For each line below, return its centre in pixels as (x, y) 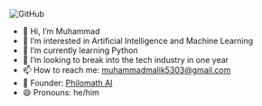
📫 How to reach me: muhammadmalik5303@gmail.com (126, 70)
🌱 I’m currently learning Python (80, 50)
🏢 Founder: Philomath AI (67, 83)
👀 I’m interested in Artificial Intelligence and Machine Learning (138, 41)
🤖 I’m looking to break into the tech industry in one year (125, 60)
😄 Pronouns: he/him (61, 93)
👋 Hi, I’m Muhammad (61, 31)
